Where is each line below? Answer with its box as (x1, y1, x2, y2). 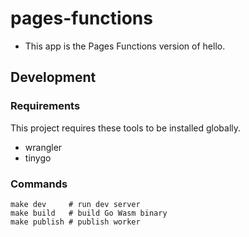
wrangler (24, 141, 63, 153)
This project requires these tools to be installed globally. (10, 122, 242, 134)
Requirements (10, 99, 81, 113)
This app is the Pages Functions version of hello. (24, 40, 226, 52)
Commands (10, 177, 68, 191)
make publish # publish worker (10, 217, 141, 227)
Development (10, 69, 97, 86)
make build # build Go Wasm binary (10, 208, 168, 218)
